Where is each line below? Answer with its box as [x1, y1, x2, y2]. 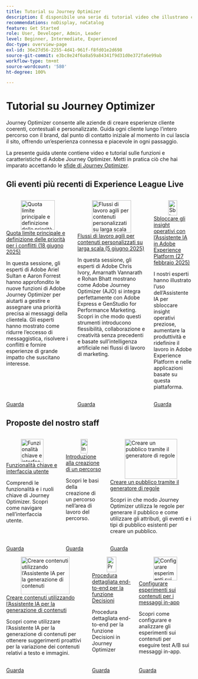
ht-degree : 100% [6, 69, 46, 75]
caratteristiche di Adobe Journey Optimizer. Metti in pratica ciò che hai [6, 156, 178, 163]
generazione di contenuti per [6, 631, 77, 638]
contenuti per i [138, 592, 174, 599]
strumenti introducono [77, 319, 131, 326]
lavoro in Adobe [153, 346, 192, 353]
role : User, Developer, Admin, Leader [6, 31, 101, 37]
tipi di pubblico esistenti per [110, 521, 178, 528]
